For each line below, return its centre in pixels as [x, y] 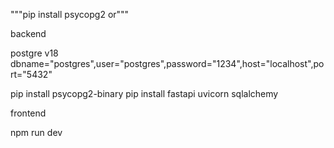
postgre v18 [34, 53]
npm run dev [36, 132]
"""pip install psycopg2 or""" [70, 14]
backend [28, 33]
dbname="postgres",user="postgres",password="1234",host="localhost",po [167, 63]
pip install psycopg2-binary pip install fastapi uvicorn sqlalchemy [144, 93]
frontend [28, 113]
